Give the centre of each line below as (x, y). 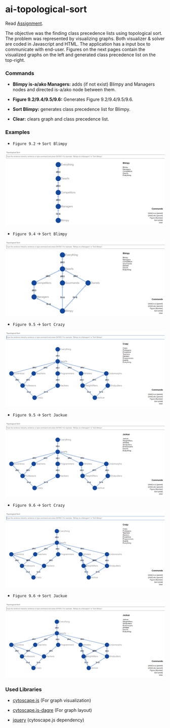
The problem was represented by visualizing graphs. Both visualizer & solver (85, 39)
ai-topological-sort (46, 9)
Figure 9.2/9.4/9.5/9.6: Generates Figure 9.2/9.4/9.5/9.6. (73, 99)
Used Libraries (24, 689)
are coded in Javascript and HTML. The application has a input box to (78, 44)
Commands (20, 73)
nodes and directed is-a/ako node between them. (64, 90)
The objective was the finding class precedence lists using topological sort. (84, 33)
